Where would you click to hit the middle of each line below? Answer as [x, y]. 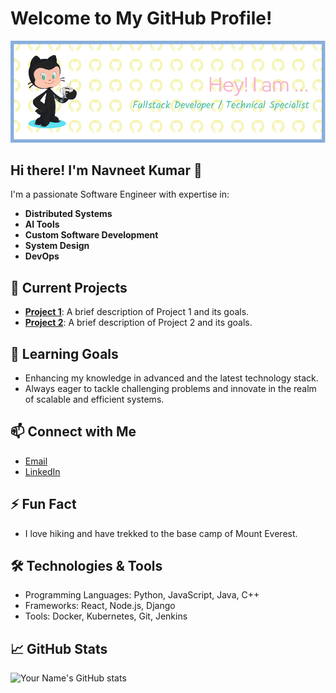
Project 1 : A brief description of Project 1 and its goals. [137, 312]
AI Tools [42, 224]
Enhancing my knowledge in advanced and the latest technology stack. [171, 378]
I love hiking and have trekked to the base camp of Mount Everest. [161, 533]
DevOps [42, 256]
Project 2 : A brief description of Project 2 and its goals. [138, 323]
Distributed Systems [68, 214]
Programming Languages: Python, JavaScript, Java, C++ [142, 595]
